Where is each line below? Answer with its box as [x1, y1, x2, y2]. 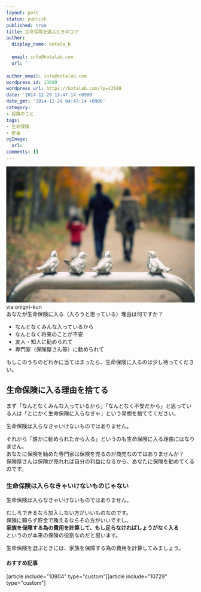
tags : [6, 117, 20, 123]
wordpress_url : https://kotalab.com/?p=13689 [6, 86, 121, 92]
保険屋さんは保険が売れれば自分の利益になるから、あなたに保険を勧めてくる [6, 458, 195, 465]
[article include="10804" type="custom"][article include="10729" [6, 573, 167, 580]
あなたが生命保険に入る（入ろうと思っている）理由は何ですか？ [6, 310, 163, 317]
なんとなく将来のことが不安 [14, 330, 84, 338]
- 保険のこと [6, 111, 34, 117]
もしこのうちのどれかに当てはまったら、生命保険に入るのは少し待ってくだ [6, 358, 190, 365]
